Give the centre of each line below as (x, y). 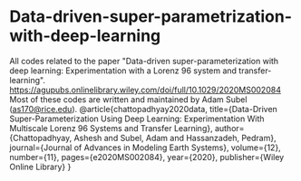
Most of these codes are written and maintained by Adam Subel (128, 99)
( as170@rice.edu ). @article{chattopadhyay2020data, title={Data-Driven (144, 109)
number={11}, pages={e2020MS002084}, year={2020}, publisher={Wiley (147, 157)
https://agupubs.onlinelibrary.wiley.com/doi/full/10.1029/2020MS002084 (145, 90)
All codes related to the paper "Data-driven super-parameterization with (144, 61)
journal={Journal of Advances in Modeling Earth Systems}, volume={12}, (145, 148)
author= (229, 128)
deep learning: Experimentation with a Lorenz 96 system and (123, 71)
